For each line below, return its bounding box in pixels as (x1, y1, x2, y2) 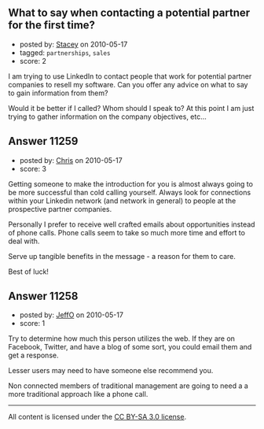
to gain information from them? (8, 88, 108, 98)
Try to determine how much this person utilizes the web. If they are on (8, 334, 236, 343)
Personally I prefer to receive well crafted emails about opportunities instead (8, 220, 255, 229)
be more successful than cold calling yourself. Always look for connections (8, 187, 251, 197)
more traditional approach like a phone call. (8, 390, 148, 399)
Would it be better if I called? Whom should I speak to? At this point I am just (8, 103, 255, 113)
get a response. (8, 350, 59, 361)
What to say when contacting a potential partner (8, 6, 251, 20)
